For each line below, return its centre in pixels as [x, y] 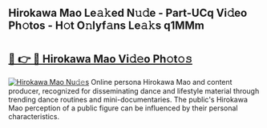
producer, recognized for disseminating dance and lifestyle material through [134, 91]
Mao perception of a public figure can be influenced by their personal [123, 108]
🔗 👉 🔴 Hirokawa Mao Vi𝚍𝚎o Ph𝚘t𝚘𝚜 [100, 59]
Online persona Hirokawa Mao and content [162, 82]
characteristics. [34, 116]
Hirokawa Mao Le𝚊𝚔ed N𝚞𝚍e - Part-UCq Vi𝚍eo [128, 13]
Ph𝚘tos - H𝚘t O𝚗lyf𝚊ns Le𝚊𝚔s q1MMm [106, 26]
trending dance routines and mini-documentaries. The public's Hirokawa [128, 100]
